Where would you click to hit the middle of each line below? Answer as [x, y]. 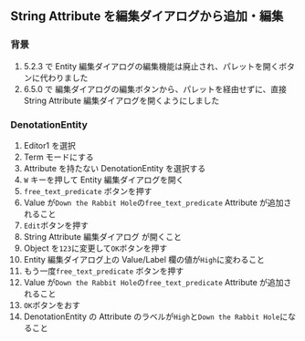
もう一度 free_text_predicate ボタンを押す [104, 271]
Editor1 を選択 [49, 145]
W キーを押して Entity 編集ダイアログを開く [104, 180]
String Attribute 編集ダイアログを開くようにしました [121, 100]
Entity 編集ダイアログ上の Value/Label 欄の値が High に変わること [144, 259]
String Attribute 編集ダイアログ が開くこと [102, 236]
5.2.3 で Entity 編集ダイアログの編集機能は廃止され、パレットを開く [151, 66]
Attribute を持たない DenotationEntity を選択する [115, 168]
